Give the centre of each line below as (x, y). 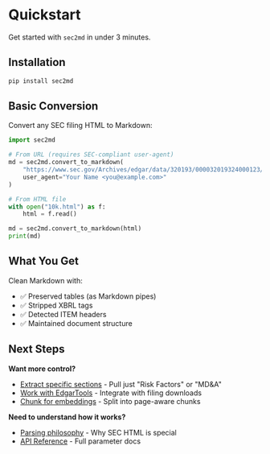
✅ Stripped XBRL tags (56, 305)
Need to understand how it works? (67, 417)
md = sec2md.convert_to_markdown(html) (75, 229)
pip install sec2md (41, 81)
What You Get (43, 261)
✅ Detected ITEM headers (63, 314)
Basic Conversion (53, 106)
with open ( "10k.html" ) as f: (57, 207)
